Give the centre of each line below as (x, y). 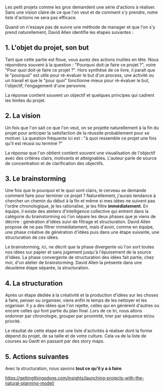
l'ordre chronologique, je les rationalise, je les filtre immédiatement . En (77, 206)
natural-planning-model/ (30, 383)
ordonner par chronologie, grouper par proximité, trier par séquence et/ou (80, 316)
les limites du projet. (25, 100)
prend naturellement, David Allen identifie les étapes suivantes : (69, 32)
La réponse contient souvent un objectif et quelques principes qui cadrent (80, 95)
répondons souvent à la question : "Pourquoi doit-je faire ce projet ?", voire (81, 65)
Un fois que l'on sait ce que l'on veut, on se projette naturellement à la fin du (82, 128)
